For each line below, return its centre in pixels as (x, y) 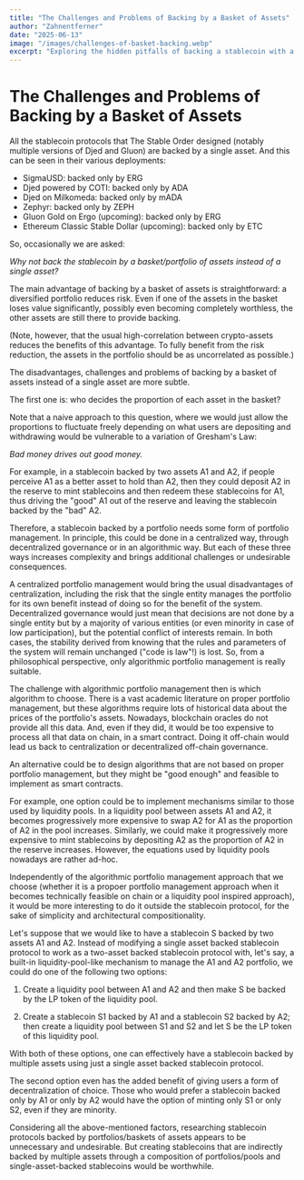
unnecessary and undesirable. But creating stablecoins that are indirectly (146, 1147)
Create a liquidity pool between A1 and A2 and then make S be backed (154, 990)
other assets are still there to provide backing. (95, 318)
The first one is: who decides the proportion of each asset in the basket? (145, 400)
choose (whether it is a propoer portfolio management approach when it (144, 886)
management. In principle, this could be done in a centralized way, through (149, 538)
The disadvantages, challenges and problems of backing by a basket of (143, 373)
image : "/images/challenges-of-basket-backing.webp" (111, 43)
